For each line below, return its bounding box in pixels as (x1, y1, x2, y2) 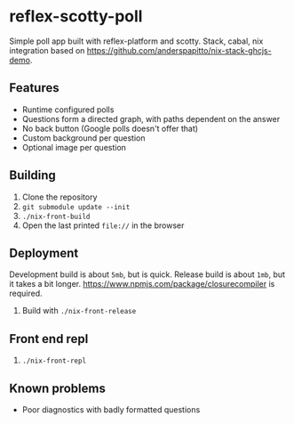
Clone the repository (21, 192, 98, 202)
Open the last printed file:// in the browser (21, 220, 185, 231)
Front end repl (9, 331, 89, 347)
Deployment (9, 245, 79, 260)
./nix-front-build (21, 212, 91, 221)
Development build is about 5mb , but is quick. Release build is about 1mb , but (9, 269, 286, 280)
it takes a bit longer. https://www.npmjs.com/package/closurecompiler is (9, 279, 275, 289)
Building (9, 167, 56, 183)
